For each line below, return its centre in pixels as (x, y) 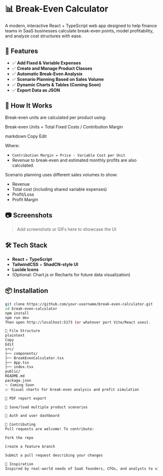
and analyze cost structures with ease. (44, 36)
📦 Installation (27, 291)
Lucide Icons (25, 270)
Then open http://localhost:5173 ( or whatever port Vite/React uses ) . (78, 322)
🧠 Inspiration (19, 464)
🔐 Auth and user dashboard (32, 416)
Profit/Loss (23, 194)
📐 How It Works (29, 106)
